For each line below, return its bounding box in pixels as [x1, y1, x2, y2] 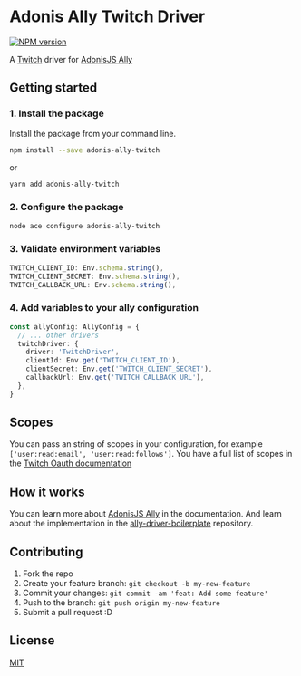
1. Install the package [9, 107, 104, 120]
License [9, 633, 55, 649]
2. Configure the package [9, 201, 124, 214]
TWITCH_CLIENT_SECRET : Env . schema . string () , [9, 272, 180, 281]
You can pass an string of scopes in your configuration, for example [9, 439, 263, 449]
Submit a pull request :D [22, 607, 113, 618]
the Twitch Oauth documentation [9, 458, 132, 468]
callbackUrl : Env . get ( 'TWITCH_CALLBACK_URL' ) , [25, 373, 205, 382]
